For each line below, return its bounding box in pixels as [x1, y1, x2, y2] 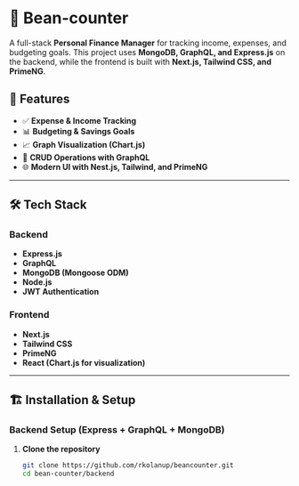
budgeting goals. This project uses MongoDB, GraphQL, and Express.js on [9, 46, 286, 57]
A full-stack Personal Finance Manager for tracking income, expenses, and [9, 37, 287, 48]
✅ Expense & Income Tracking [21, 115, 137, 126]
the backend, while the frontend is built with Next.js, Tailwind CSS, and [9, 56, 271, 67]
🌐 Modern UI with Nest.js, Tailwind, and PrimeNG [21, 161, 208, 172]
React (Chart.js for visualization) [21, 357, 146, 368]
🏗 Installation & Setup [9, 393, 136, 408]
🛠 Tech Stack [9, 198, 87, 213]
